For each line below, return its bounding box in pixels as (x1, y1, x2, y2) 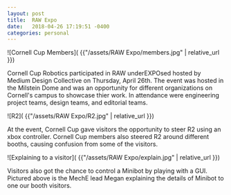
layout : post (7, 10, 45, 17)
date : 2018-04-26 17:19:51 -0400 (7, 23, 110, 30)
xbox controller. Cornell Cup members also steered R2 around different (7, 133, 210, 141)
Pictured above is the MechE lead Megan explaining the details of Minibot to (7, 174, 224, 183)
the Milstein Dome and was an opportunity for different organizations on (7, 84, 213, 92)
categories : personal (7, 29, 70, 37)
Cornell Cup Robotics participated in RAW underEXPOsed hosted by (7, 69, 201, 77)
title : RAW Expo (7, 17, 57, 24)
